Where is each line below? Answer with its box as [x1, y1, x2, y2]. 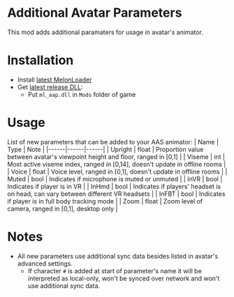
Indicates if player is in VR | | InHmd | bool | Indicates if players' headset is [7, 182, 221, 190]
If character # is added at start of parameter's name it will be [27, 266, 203, 275]
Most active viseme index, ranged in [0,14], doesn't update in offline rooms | [7, 160, 226, 168]
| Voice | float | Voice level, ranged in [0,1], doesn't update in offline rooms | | [7, 167, 228, 176]
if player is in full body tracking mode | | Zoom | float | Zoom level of [7, 197, 203, 205]
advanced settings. [17, 259, 73, 268]
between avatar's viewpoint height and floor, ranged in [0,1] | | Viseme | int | [7, 152, 226, 161]
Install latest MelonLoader [17, 75, 92, 84]
